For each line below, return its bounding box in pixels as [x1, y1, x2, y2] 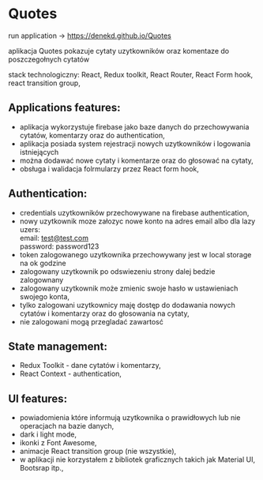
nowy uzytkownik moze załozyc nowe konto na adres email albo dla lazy [19, 216, 256, 226]
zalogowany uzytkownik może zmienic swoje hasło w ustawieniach [19, 283, 239, 293]
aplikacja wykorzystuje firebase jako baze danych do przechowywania [19, 122, 250, 131]
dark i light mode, [19, 429, 77, 439]
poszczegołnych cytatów [8, 54, 89, 64]
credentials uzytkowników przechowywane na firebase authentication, [19, 208, 250, 217]
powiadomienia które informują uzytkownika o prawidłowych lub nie [19, 413, 241, 422]
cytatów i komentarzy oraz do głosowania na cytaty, [19, 309, 190, 318]
